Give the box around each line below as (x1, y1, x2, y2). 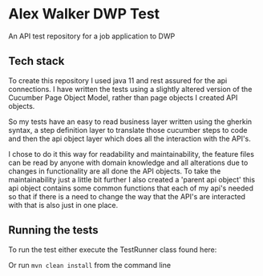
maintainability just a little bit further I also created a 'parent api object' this (8, 174, 255, 184)
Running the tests (8, 223, 99, 237)
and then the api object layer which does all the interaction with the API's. (8, 134, 251, 143)
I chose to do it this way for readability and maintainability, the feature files (8, 149, 255, 158)
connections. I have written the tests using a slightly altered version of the (8, 84, 253, 94)
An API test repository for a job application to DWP (8, 31, 176, 41)
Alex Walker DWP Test (8, 5, 160, 23)
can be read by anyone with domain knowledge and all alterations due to (8, 158, 249, 167)
